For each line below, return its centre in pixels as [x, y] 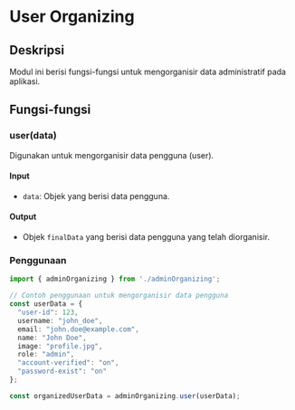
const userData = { [46, 304]
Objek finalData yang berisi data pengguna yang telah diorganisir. [146, 237]
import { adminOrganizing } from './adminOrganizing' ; [115, 279]
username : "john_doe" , [60, 320]
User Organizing [72, 17]
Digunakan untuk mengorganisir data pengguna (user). [112, 155]
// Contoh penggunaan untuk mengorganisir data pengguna [119, 296]
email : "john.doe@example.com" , [79, 329]
